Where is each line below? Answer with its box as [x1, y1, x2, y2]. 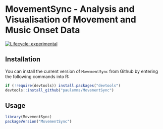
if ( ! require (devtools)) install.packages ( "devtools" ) [5, 83, 121, 88]
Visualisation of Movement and [5, 14, 136, 25]
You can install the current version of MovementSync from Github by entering [5, 68, 159, 74]
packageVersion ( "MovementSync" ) [5, 119, 72, 124]
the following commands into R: [5, 73, 70, 80]
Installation [5, 55, 41, 64]
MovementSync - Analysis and [5, 3, 135, 15]
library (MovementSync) [5, 115, 52, 120]
